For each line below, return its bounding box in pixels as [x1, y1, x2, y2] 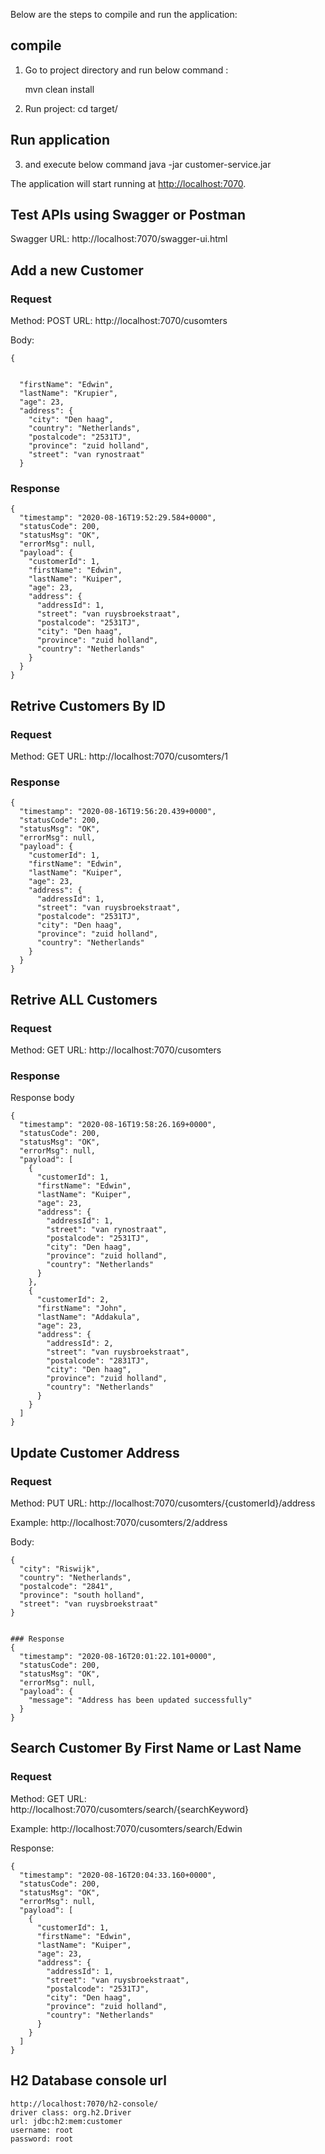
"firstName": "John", [36, 1304, 128, 1314]
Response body [10, 1092, 75, 1104]
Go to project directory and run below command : [24, 64, 229, 76]
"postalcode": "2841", [19, 1582, 114, 1592]
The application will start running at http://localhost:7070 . [10, 177, 247, 189]
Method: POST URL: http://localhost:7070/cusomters [10, 315, 228, 327]
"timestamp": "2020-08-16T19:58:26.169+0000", [19, 1120, 217, 1130]
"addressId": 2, [46, 1339, 114, 1349]
